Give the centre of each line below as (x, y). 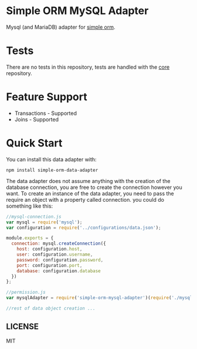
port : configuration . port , (50, 265)
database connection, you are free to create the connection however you (94, 187)
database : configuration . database (59, 271)
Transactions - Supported (46, 113)
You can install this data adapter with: (51, 159)
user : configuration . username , (55, 255)
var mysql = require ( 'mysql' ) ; (44, 222)
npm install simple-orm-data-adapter (52, 170)
